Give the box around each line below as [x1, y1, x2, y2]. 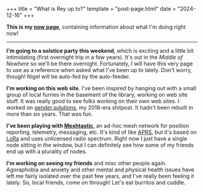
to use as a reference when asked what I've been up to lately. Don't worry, [6, 67, 192, 73]
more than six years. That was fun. [6, 110, 93, 118]
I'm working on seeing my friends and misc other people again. [6, 160, 167, 167]
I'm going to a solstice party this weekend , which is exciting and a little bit [6, 47, 194, 54]
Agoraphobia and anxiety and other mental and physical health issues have [6, 166, 194, 173]
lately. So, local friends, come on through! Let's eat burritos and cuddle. [6, 179, 186, 186]
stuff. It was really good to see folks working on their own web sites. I [6, 98, 180, 105]
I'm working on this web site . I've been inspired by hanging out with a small [6, 85, 197, 91]
